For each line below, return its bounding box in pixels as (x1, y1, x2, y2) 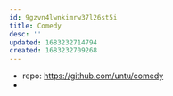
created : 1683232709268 (9, 46, 98, 55)
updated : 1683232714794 (9, 37, 98, 47)
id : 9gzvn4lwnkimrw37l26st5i (9, 12, 118, 22)
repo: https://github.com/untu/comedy (21, 70, 164, 81)
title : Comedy (9, 21, 62, 30)
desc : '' (9, 29, 42, 38)
